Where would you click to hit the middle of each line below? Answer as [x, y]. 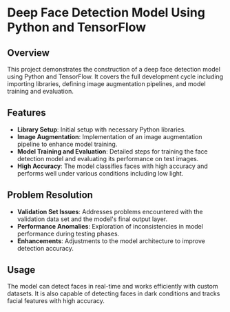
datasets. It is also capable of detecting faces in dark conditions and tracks [114, 293]
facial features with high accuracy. [56, 301]
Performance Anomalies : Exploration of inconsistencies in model [110, 226]
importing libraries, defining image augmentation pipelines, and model [106, 84]
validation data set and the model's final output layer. [92, 219]
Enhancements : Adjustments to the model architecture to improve [111, 241]
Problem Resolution [50, 195]
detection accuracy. [45, 248]
